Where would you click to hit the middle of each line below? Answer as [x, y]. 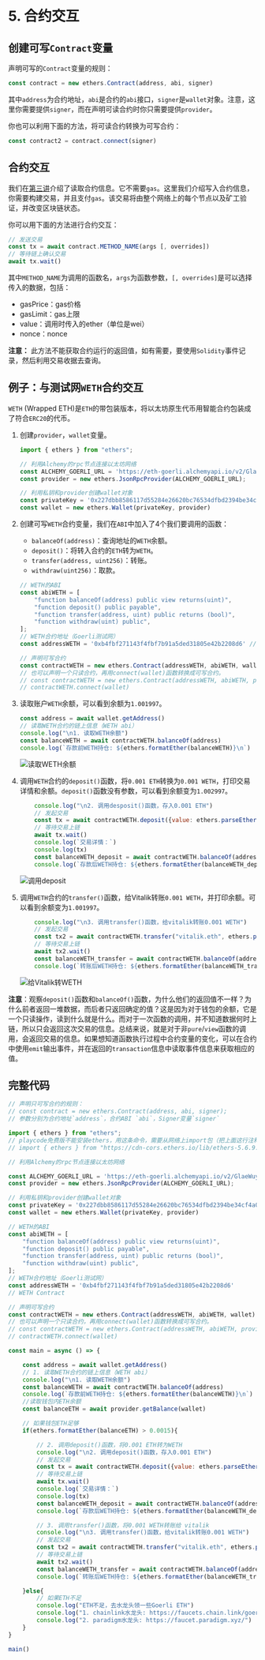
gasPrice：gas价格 [50, 304]
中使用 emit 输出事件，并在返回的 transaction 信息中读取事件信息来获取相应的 [131, 1048]
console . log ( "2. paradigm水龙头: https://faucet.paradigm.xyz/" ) [144, 1621]
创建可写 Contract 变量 [60, 48]
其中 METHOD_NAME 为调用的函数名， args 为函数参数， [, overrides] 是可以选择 [130, 278]
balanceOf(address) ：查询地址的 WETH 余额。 [101, 541]
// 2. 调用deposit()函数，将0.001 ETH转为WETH [110, 1445]
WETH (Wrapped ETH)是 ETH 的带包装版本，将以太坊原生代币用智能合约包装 [126, 408]
